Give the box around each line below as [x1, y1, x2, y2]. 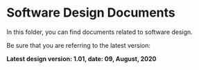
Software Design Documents [6, 5, 175, 21]
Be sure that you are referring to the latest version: [6, 41, 150, 49]
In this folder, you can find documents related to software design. [6, 28, 193, 36]
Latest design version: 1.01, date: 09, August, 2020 [6, 54, 157, 63]
